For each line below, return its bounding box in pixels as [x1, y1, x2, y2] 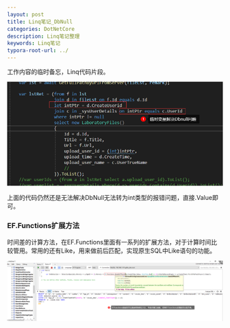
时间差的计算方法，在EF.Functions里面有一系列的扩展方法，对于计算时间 [7, 238, 212, 246]
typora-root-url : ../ [7, 47, 69, 54]
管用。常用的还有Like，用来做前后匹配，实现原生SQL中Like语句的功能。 [12, 247, 216, 255]
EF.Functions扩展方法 [7, 221, 80, 231]
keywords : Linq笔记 [7, 40, 61, 47]
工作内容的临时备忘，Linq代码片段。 [7, 68, 110, 75]
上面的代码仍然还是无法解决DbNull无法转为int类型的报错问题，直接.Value [7, 194, 213, 202]
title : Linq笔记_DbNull [7, 18, 73, 25]
